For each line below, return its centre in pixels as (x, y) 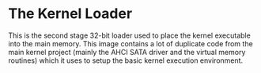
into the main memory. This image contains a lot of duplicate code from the (130, 43)
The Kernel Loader (70, 14)
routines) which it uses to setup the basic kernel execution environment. (126, 60)
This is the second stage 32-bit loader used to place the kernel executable (129, 35)
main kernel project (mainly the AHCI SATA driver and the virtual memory (127, 52)
